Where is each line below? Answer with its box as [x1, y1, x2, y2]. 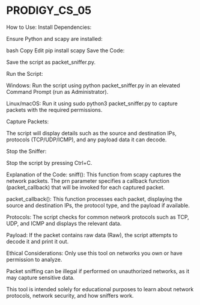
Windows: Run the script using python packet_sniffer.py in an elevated [6, 82, 180, 89]
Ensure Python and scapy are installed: [6, 35, 103, 42]
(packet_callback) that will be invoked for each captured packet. [6, 183, 165, 191]
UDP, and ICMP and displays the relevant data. [6, 220, 122, 227]
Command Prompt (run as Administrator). [6, 88, 109, 95]
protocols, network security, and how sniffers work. [6, 292, 134, 299]
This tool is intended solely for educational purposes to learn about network [6, 285, 194, 292]
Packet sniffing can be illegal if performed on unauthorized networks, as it [6, 267, 190, 274]
